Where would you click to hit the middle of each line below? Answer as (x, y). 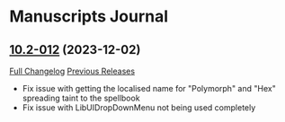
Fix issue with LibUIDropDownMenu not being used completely (139, 108)
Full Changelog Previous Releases (72, 71)
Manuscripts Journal (89, 17)
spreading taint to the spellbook (81, 98)
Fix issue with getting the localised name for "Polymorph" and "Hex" (149, 88)
